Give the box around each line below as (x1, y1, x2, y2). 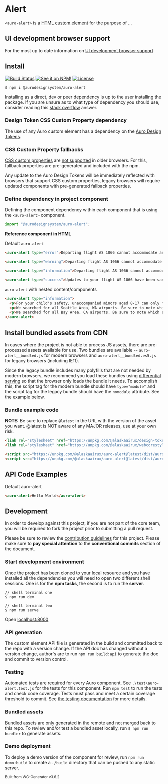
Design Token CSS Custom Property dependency (5, 117, 127, 124)
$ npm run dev (5, 594, 35, 599)
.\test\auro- (132, 681, 159, 686)
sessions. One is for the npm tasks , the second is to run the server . (5, 580, 145, 586)
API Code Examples (5, 470, 67, 479)
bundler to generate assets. (5, 730, 62, 736)
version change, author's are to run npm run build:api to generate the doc (5, 651, 159, 657)
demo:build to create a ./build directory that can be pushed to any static (5, 759, 155, 765)
